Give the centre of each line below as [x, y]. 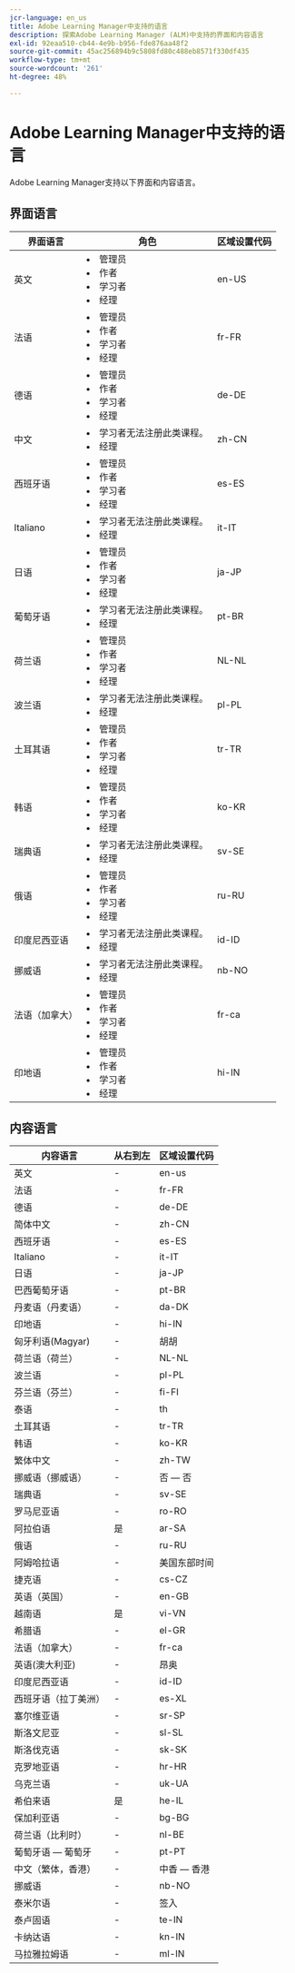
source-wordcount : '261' [56, 69]
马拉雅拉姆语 [42, 1955]
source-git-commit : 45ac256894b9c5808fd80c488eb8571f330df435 [129, 52]
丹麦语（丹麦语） [51, 1307]
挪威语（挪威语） [51, 1478]
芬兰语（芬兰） [46, 1393]
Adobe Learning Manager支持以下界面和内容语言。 [105, 182]
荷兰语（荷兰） [46, 1358]
